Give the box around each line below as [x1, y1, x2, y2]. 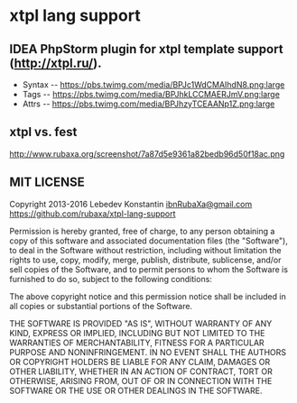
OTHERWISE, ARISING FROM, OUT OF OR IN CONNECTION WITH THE [9, 375, 273, 386]
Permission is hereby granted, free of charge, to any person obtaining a [9, 225, 275, 236]
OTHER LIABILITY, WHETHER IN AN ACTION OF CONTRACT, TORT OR [9, 366, 273, 377]
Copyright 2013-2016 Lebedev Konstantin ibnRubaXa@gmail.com [9, 198, 253, 209]
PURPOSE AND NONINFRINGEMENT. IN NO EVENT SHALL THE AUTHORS [9, 346, 287, 357]
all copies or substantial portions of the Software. [9, 300, 192, 311]
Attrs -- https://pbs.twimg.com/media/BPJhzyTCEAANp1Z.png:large [22, 98, 275, 109]
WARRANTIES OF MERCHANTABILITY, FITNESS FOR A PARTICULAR [9, 337, 265, 348]
